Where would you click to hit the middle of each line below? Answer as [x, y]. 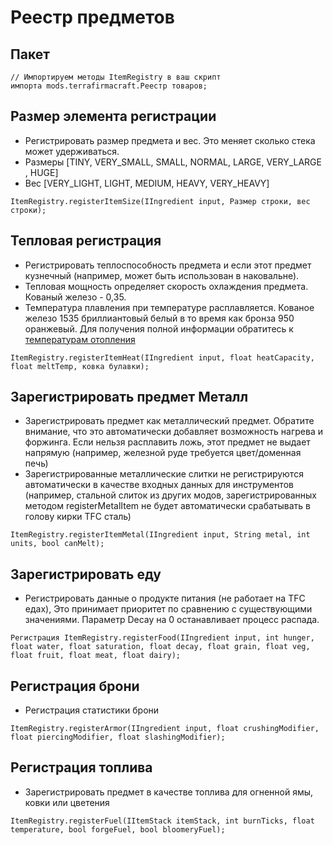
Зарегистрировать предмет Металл [129, 397]
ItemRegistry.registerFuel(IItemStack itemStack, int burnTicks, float [162, 821]
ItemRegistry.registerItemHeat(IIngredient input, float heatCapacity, [162, 357]
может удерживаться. [72, 151]
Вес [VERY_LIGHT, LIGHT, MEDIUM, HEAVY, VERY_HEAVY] [147, 183]
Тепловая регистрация [86, 241]
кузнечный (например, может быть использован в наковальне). [162, 275]
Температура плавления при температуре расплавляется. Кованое [169, 307]
